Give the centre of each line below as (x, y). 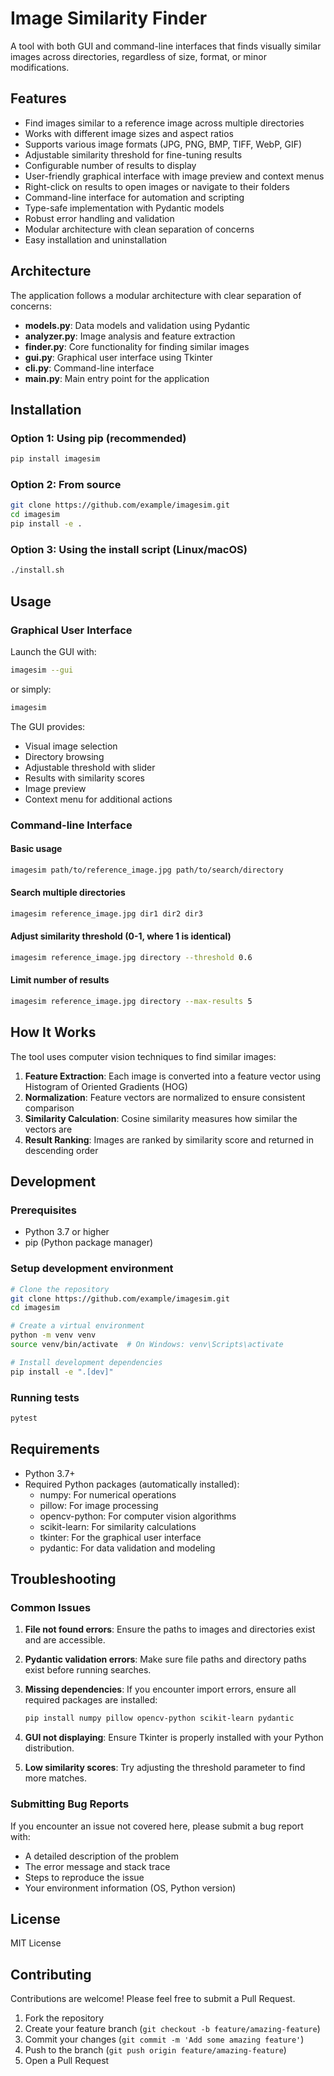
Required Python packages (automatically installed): (132, 1484)
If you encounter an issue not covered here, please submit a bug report (157, 1826)
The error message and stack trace (97, 1866)
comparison (49, 1108)
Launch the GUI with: (53, 651)
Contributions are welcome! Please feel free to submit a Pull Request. (153, 1999)
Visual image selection (71, 746)
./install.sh (37, 570)
